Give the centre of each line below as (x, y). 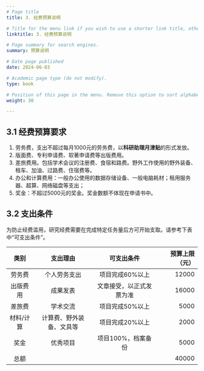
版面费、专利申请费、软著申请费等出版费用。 (71, 155)
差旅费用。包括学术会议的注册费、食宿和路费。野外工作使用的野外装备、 (105, 163)
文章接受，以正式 (121, 286)
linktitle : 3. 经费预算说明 (39, 34)
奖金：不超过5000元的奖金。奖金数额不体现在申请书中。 (86, 193)
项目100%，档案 (121, 338)
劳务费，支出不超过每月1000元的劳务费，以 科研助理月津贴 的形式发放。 (104, 148)
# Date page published (35, 62)
